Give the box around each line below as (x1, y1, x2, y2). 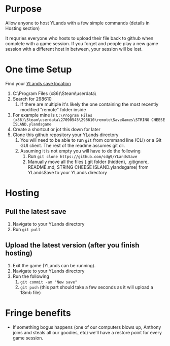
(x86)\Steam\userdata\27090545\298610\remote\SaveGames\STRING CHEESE (12, 117, 165, 122)
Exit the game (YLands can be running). (12, 262, 96, 268)
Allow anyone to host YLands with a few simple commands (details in (5, 20, 150, 26)
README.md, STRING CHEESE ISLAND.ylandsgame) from (27, 164, 149, 170)
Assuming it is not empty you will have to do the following (20, 148, 141, 154)
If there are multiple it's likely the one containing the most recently (20, 101, 159, 107)
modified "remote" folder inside (20, 106, 86, 112)
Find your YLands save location (5, 80, 71, 86)
